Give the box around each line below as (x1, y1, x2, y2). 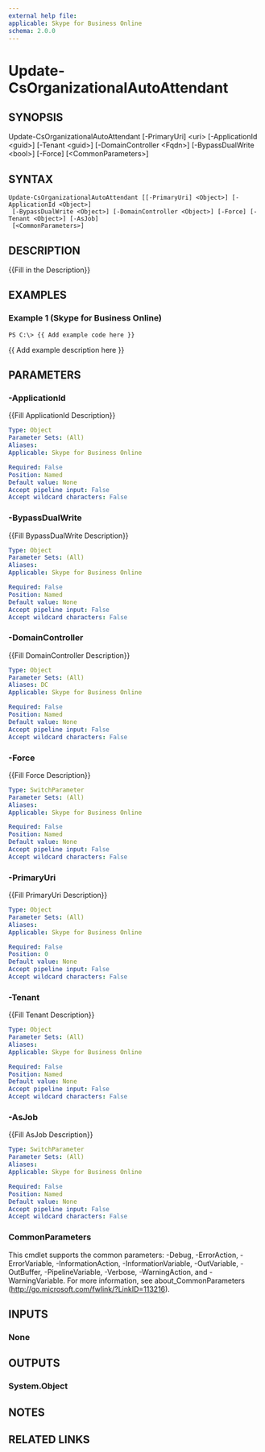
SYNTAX (8, 172, 54, 186)
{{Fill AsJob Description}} (8, 1130, 93, 1140)
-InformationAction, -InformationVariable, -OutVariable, (56, 1258, 239, 1268)
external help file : (8, 11, 78, 20)
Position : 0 (8, 950, 48, 958)
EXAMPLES (8, 288, 67, 302)
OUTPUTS (8, 1356, 60, 1370)
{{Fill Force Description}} (8, 770, 91, 780)
